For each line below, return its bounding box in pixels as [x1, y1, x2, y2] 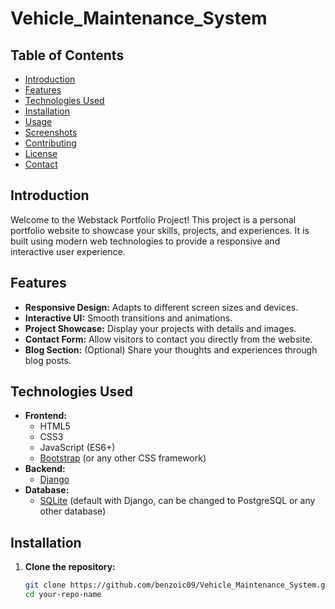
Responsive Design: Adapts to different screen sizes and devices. [24, 301, 299, 313]
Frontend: [24, 410, 67, 422]
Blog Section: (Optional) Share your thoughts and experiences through [24, 343, 318, 356]
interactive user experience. [10, 245, 126, 257]
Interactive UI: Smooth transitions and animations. [24, 312, 233, 324]
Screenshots [24, 127, 78, 138]
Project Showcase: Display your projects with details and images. [24, 322, 297, 334]
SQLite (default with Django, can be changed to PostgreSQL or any [39, 495, 316, 507]
